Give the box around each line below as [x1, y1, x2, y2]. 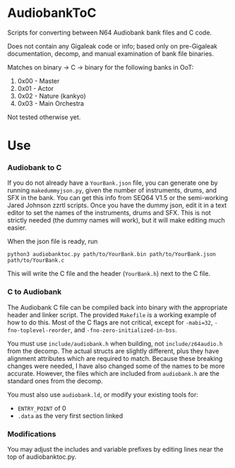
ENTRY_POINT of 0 [17, 404, 66, 412]
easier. [7, 223, 27, 232]
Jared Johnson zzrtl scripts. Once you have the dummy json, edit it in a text [7, 201, 227, 209]
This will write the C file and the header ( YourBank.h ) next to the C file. [7, 269, 210, 278]
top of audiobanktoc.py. [7, 452, 77, 461]
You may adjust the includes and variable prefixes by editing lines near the [7, 445, 224, 454]
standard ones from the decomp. [7, 376, 104, 385]
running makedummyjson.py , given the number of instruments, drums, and [7, 186, 217, 195]
